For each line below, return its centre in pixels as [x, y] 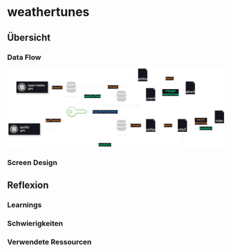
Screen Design [32, 163]
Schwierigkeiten [35, 223]
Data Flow [24, 57]
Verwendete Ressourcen [49, 242]
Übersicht [29, 38]
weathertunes [48, 12]
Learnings [24, 204]
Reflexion [28, 185]
